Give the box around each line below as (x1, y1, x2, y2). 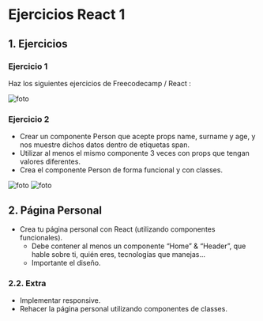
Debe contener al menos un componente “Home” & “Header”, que (31, 241, 246, 251)
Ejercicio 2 (8, 113, 50, 124)
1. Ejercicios (8, 37, 69, 51)
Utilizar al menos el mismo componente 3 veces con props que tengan (19, 149, 250, 158)
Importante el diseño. (31, 258, 101, 267)
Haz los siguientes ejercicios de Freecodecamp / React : (8, 78, 191, 88)
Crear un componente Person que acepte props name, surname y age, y (19, 132, 256, 142)
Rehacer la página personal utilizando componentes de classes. (19, 304, 227, 314)
